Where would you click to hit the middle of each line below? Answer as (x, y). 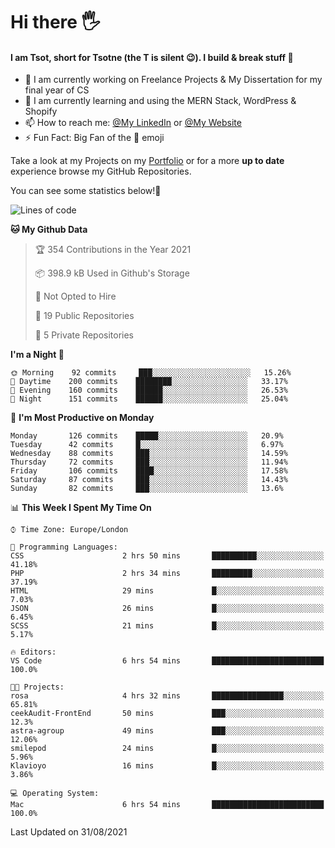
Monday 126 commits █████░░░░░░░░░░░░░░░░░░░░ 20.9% (147, 436)
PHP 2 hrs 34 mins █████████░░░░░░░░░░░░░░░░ (167, 574)
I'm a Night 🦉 (37, 355)
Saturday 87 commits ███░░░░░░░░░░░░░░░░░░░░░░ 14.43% (149, 480)
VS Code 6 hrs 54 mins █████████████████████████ (167, 661)
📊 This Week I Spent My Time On (81, 508)
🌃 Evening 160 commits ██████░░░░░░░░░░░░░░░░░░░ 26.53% (149, 390)
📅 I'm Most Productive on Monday (82, 418)
